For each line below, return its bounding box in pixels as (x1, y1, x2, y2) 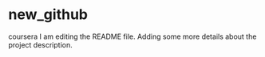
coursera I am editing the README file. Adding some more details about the (8, 32, 257, 41)
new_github (8, 6, 88, 24)
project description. (8, 40, 73, 49)
